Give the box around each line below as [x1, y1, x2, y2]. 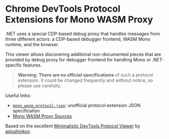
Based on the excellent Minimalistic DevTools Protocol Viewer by [5, 123, 141, 129]
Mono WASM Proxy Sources [12, 113, 72, 119]
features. [23, 62, 42, 68]
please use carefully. [17, 82, 61, 89]
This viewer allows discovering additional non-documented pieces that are [5, 51, 161, 57]
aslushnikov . [5, 128, 31, 134]
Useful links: [5, 92, 31, 98]
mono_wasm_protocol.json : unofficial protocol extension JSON [12, 102, 141, 108]
